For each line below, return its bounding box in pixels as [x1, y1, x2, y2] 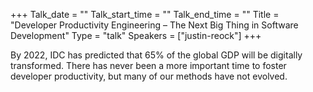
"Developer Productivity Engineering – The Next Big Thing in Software [10, 19, 299, 31]
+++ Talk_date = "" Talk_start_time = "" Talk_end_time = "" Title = [10, 9, 280, 20]
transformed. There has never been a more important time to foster [10, 60, 287, 71]
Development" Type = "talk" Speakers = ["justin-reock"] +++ [10, 30, 262, 41]
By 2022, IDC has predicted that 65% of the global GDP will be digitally [10, 49, 303, 61]
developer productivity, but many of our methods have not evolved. [10, 70, 288, 82]
